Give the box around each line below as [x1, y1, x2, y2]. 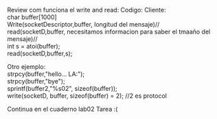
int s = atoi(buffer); [7, 42, 60, 50]
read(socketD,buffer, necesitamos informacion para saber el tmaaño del [7, 27, 211, 36]
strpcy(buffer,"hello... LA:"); [7, 70, 85, 78]
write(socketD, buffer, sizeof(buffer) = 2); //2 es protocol [7, 92, 167, 100]
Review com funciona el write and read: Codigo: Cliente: [7, 6, 166, 14]
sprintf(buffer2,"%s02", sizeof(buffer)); [7, 85, 118, 92]
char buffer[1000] [7, 13, 57, 21]
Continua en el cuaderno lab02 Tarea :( [7, 105, 118, 113]
